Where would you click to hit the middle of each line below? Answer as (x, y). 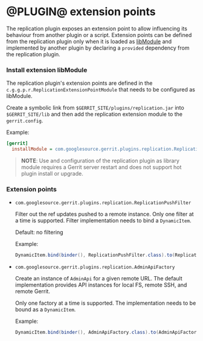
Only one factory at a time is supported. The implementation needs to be (105, 303)
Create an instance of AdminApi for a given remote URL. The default (98, 279)
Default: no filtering (39, 233)
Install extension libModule (47, 70)
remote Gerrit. (32, 291)
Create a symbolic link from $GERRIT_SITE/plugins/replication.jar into (95, 108)
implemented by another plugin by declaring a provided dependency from (98, 48)
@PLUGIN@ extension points (81, 12)
